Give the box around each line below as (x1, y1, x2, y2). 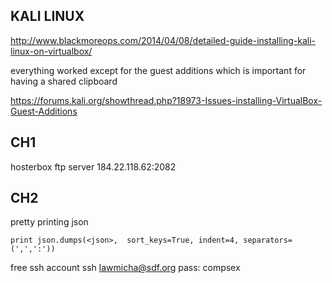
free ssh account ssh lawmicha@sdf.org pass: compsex (10, 262, 241, 274)
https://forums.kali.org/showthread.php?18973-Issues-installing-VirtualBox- (10, 94, 323, 106)
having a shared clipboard (10, 75, 118, 87)
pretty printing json (10, 216, 89, 228)
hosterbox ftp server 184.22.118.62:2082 (10, 160, 177, 173)
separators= (243, 235, 293, 246)
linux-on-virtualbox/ (10, 45, 93, 57)
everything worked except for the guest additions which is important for (10, 64, 307, 76)
